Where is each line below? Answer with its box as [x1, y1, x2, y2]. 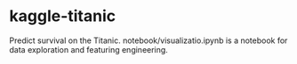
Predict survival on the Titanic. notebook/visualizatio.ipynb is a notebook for [9, 35, 288, 46]
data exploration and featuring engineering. [9, 44, 169, 54]
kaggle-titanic [9, 6, 116, 26]
